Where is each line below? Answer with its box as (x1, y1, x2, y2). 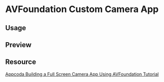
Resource (5, 58, 37, 66)
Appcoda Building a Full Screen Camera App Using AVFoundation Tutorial (5, 71, 159, 77)
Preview (5, 40, 32, 49)
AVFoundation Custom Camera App (5, 4, 159, 15)
